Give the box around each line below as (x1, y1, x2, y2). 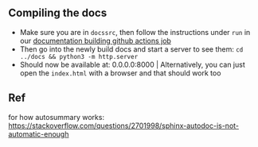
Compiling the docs (8, 6, 107, 20)
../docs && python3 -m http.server (19, 52, 139, 60)
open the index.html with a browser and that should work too (19, 68, 221, 78)
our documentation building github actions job (19, 36, 171, 45)
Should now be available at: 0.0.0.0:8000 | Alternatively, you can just (19, 60, 245, 69)
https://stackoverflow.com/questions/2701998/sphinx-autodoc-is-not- (8, 121, 240, 130)
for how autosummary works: (8, 112, 105, 122)
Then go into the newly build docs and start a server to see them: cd (19, 44, 244, 54)
